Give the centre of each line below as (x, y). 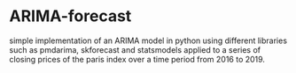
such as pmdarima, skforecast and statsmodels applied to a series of (135, 49)
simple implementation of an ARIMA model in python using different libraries (148, 40)
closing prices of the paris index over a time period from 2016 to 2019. (137, 59)
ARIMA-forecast (70, 16)
